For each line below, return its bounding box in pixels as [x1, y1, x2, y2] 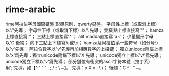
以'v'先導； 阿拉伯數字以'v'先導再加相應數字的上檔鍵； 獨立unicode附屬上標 [5, 46, 163, 52]
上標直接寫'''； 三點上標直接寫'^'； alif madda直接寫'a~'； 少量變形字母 [5, 33, 154, 39]
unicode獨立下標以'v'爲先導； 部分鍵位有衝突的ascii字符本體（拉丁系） [5, 58, 153, 64]
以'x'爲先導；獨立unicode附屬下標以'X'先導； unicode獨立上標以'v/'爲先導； [5, 52, 163, 58]
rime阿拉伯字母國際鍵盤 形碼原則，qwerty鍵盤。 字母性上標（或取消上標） [5, 21, 160, 27]
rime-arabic [5, 4, 56, 15]
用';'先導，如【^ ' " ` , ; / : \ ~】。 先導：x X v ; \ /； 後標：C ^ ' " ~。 [5, 64, 144, 71]
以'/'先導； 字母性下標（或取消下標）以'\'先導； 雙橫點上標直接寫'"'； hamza [5, 27, 164, 33]
